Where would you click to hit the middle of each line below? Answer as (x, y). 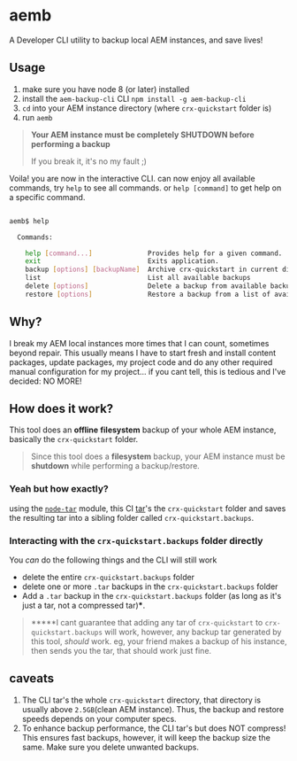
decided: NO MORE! (46, 381)
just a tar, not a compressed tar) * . (84, 605)
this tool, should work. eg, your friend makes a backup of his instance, (159, 641)
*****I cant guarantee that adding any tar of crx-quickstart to (147, 622)
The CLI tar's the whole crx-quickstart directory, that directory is (141, 700)
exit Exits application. (122, 261)
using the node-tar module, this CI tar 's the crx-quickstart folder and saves (148, 508)
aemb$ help (29, 221)
